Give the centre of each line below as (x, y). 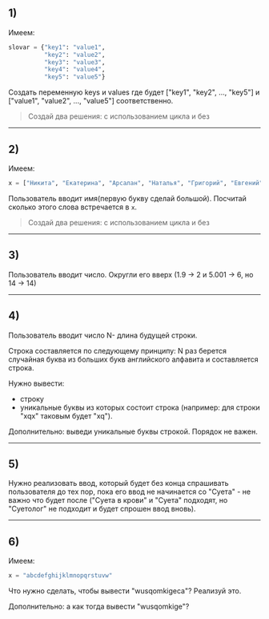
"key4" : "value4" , (74, 70)
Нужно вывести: (36, 383)
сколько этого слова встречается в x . (73, 207)
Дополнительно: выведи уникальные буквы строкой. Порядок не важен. (133, 431)
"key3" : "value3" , (74, 62)
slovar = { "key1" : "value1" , (57, 47)
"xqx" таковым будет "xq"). (66, 415)
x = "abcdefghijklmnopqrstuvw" (60, 576)
